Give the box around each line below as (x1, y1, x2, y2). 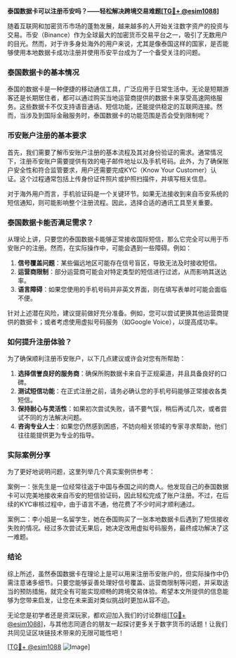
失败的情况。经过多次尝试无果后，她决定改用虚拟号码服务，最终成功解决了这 (7, 524, 229, 533)
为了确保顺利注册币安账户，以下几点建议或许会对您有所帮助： (7, 354, 186, 363)
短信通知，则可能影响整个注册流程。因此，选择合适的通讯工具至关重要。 (7, 198, 216, 206)
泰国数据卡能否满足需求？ (7, 218, 94, 228)
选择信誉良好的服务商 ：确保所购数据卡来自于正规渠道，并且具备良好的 (17, 369, 221, 378)
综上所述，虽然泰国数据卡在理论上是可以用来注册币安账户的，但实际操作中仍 (7, 569, 229, 578)
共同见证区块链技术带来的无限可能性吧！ (7, 628, 124, 637)
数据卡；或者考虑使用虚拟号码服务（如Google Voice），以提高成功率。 (19, 317, 222, 326)
